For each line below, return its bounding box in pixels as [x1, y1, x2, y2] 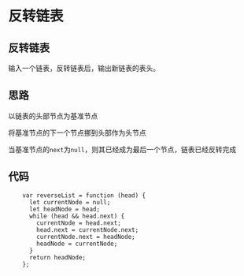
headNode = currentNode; [36, 240, 118, 248]
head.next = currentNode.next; [36, 226, 139, 233]
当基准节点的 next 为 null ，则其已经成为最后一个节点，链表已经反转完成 [8, 144, 237, 154]
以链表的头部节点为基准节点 [8, 111, 98, 121]
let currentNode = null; [28, 198, 111, 206]
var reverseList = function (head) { [22, 191, 146, 200]
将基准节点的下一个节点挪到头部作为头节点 [8, 128, 146, 137]
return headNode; [28, 253, 87, 261]
